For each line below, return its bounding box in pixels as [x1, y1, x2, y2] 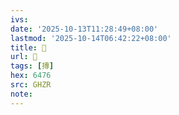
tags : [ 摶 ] [10, 61, 55, 71]
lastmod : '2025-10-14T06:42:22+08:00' [10, 33, 172, 43]
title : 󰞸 [10, 42, 47, 53]
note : [10, 89, 33, 99]
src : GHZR [10, 80, 52, 90]
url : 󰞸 [10, 52, 38, 62]
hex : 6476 [10, 71, 52, 81]
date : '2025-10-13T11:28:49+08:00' [10, 24, 159, 34]
